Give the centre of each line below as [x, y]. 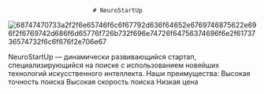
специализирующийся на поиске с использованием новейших [114, 65]
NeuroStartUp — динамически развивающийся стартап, [102, 57]
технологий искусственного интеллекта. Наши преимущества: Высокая [129, 73]
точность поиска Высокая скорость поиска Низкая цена [103, 82]
